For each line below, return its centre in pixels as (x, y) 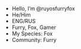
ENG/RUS (24, 21)
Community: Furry (34, 40)
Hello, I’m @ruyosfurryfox (43, 9)
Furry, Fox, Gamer (34, 27)
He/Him (21, 15)
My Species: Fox (32, 34)
